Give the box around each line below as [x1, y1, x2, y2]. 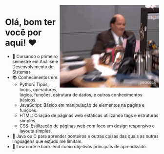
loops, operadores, [19, 86, 58, 92]
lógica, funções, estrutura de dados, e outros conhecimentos [19, 92, 143, 97]
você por [5, 27, 42, 38]
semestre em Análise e [12, 58, 59, 64]
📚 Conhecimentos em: [12, 74, 59, 80]
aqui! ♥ [5, 38, 37, 48]
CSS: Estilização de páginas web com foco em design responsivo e [19, 123, 155, 129]
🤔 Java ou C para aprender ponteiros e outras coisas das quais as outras [12, 133, 159, 139]
